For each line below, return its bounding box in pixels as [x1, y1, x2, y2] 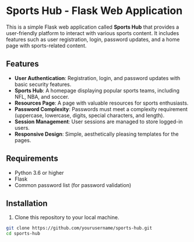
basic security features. [14, 81, 72, 88]
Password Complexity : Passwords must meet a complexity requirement [14, 105, 188, 112]
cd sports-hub [6, 231, 41, 237]
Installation [6, 198, 48, 208]
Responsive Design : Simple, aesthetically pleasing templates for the [14, 130, 179, 137]
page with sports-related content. [6, 42, 87, 49]
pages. [14, 136, 31, 144]
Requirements [6, 154, 58, 164]
